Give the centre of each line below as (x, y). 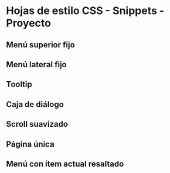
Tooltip (19, 84)
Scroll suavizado (37, 124)
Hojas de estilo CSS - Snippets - (85, 11)
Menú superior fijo (40, 45)
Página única (30, 144)
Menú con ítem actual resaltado (65, 164)
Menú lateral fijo (36, 65)
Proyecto (29, 23)
